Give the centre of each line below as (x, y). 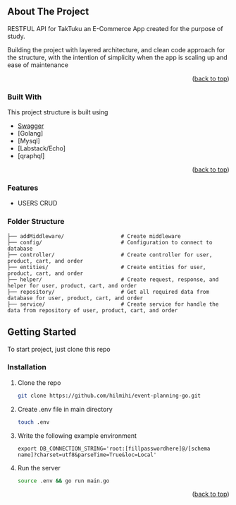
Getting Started (42, 332)
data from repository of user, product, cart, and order (93, 310)
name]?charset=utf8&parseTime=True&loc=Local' (87, 455)
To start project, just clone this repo (59, 349)
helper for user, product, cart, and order (72, 285)
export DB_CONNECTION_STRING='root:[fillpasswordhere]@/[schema (114, 448)
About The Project (48, 12)
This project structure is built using (58, 112)
